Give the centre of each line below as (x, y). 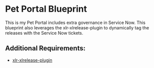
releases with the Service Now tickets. (44, 33)
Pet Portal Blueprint (46, 9)
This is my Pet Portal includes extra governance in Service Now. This (75, 23)
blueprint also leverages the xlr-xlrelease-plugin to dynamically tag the (77, 27)
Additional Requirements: (45, 48)
